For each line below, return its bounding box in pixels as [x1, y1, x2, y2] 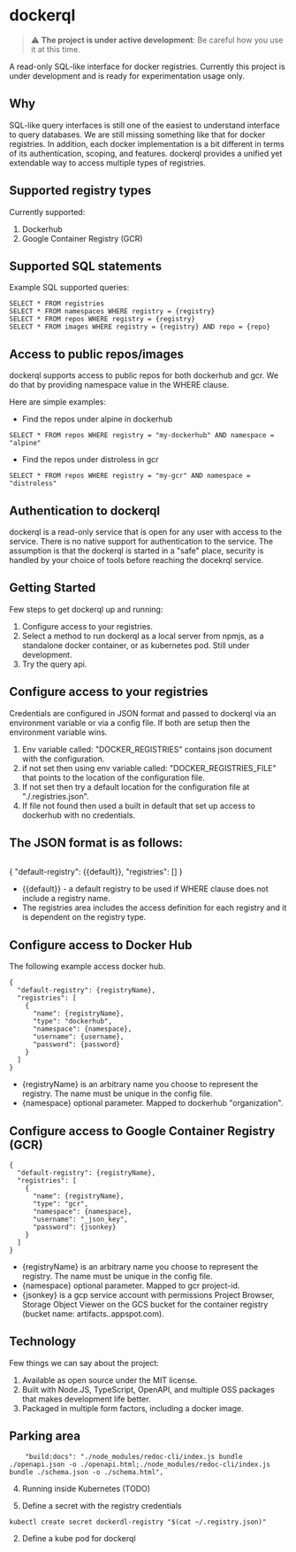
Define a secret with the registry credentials [21, 1500, 182, 1510]
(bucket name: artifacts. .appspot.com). [21, 1309, 165, 1319]
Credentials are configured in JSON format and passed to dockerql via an [9, 707, 277, 718]
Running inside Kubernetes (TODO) [21, 1483, 151, 1494]
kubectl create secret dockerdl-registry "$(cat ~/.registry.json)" [9, 1517, 267, 1526]
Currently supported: [9, 206, 86, 217]
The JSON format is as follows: [9, 836, 184, 851]
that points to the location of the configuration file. [21, 772, 205, 783]
